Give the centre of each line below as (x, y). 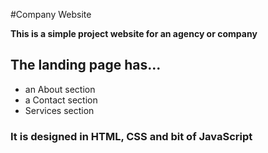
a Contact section (61, 100)
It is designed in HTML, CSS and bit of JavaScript (131, 136)
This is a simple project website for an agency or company (134, 33)
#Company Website (51, 14)
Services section (59, 110)
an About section (60, 89)
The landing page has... (86, 65)
